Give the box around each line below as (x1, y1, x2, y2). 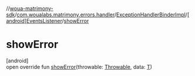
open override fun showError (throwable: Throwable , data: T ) (6, 63, 153, 70)
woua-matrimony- (9, 5, 54, 12)
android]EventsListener (6, 18, 63, 24)
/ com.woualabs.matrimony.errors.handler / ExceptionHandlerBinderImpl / (14, 11, 188, 18)
